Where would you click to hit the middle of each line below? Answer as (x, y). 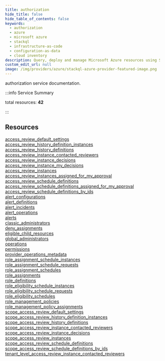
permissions (18, 249)
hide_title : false (24, 14)
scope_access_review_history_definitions (47, 322)
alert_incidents (20, 207)
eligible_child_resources (29, 233)
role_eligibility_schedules (30, 296)
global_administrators (27, 238)
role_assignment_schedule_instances (43, 260)
